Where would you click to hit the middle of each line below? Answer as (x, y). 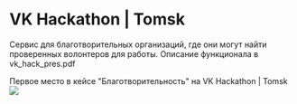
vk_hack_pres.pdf (42, 63)
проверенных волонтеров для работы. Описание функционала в (134, 53)
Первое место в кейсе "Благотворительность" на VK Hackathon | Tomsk (148, 80)
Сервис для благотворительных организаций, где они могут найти (139, 44)
